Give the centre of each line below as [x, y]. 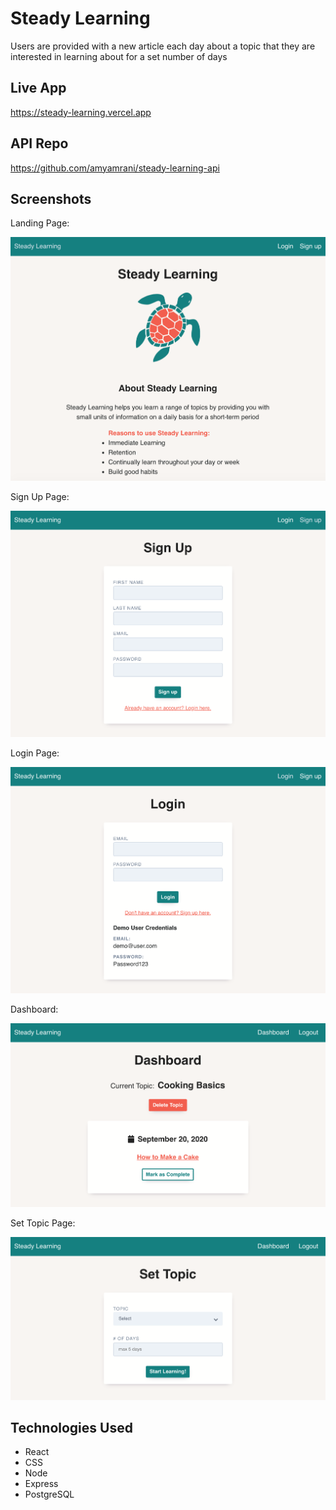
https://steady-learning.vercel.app [81, 112]
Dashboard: [34, 1009]
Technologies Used [71, 1427]
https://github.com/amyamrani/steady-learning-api [115, 168]
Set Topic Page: [43, 1223]
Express [41, 1484]
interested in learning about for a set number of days [119, 56]
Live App [38, 88]
